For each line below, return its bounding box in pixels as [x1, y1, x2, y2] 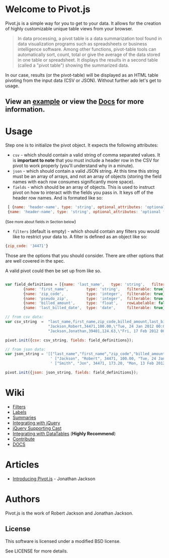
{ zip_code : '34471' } [5, 243, 49, 248]
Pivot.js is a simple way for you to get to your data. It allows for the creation [5, 20, 161, 26]
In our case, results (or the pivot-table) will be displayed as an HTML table [5, 72, 158, 78]
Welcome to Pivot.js [5, 4, 91, 15]
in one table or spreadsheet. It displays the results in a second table [17, 57, 158, 63]
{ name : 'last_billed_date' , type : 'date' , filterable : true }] [23, 306, 167, 311]
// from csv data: [5, 315, 44, 320]
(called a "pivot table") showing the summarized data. [17, 62, 129, 68]
